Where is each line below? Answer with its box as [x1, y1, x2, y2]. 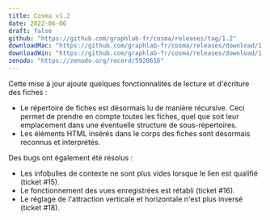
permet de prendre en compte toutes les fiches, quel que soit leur [19, 111, 239, 121]
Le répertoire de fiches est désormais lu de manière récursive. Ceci [19, 102, 245, 113]
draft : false [8, 27, 53, 35]
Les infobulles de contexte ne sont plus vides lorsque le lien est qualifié [19, 168, 259, 178]
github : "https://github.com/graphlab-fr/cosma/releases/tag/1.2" [8, 34, 237, 43]
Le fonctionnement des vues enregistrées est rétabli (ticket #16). [19, 185, 236, 195]
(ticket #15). [19, 176, 60, 186]
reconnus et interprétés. [19, 137, 101, 147]
